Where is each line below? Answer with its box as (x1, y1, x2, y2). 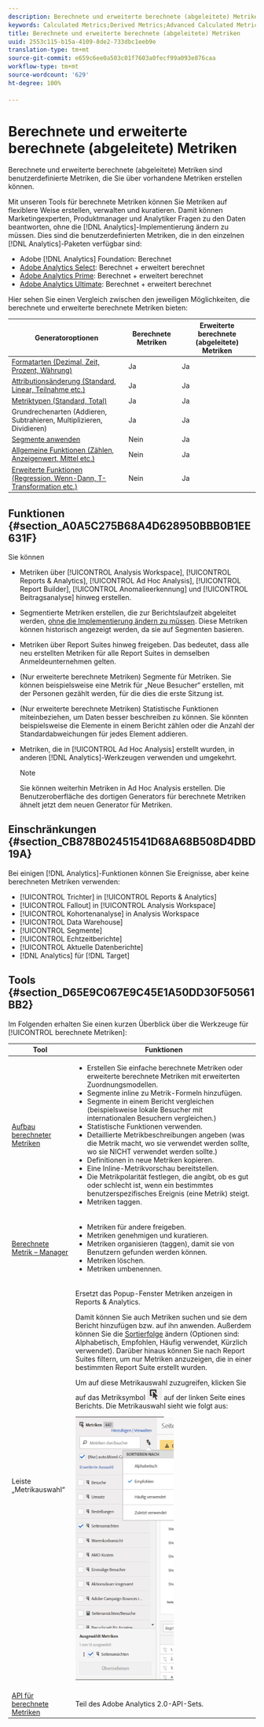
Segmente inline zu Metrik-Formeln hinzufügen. (86, 1089, 243, 1098)
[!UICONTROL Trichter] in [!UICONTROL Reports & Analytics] (19, 891, 218, 902)
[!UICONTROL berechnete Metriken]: (8, 1027, 127, 1037)
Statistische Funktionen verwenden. (86, 1122, 203, 1131)
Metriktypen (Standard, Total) (11, 396, 108, 405)
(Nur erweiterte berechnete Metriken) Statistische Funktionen (19, 704, 218, 713)
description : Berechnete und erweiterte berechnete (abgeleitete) (8, 13, 230, 20)
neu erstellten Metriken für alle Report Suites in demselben (19, 649, 211, 657)
